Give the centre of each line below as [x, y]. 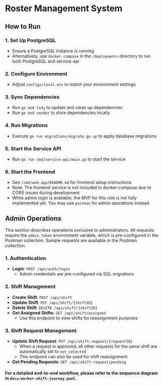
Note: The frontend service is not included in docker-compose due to [82, 187]
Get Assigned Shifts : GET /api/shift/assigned [59, 312]
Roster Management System [64, 9]
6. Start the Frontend [30, 172]
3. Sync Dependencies [32, 97]
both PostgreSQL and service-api [45, 61]
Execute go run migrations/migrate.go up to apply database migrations [84, 136]
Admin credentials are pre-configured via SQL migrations [77, 274]
